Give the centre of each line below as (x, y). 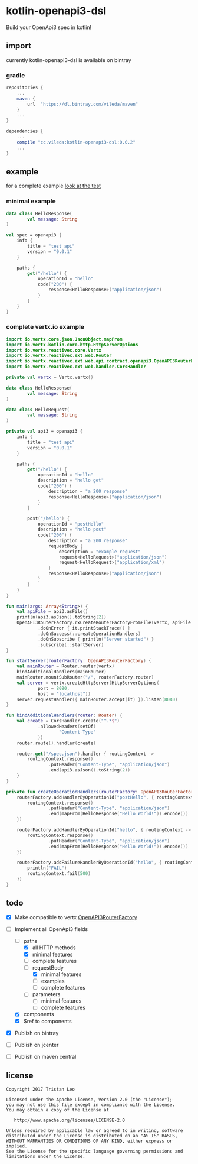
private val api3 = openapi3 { (44, 432)
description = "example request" (100, 552)
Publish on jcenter (37, 1045)
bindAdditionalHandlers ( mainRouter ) (62, 672)
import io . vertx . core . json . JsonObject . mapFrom (64, 339)
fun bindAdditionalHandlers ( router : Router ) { (64, 716)
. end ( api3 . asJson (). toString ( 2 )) (89, 770)
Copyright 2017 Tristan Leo (41, 1089)
